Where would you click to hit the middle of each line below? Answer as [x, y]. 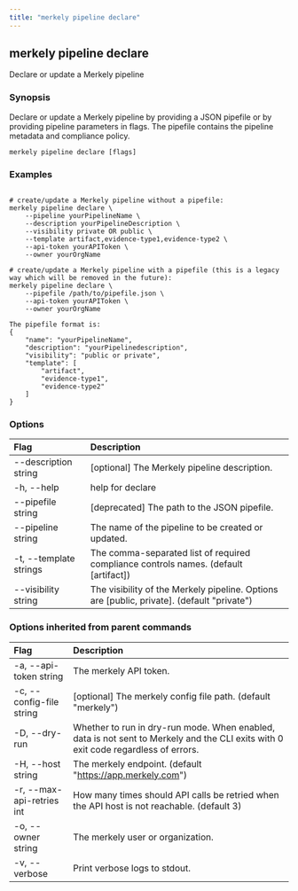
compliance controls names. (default [166, 564]
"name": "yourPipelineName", [79, 340]
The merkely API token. [122, 670]
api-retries [36, 801]
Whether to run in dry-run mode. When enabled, [174, 727]
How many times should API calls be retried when [176, 794]
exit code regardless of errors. [136, 749]
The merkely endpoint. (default [137, 763]
